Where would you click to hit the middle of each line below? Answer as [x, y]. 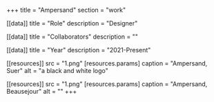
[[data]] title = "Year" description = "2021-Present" [79, 50]
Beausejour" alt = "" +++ [42, 91]
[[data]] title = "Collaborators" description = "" [72, 37]
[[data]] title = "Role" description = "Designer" [72, 23]
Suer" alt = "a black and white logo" [57, 71]
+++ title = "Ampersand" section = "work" [66, 10]
